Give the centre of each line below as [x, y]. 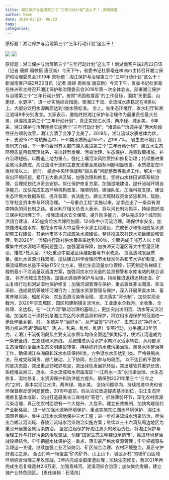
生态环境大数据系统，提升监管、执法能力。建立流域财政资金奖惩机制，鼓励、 [84, 196]
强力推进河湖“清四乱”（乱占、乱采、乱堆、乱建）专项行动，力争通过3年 [79, 328]
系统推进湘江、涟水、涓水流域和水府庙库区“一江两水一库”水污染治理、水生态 [84, 372]
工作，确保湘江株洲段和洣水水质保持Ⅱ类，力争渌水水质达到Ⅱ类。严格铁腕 [80, 353]
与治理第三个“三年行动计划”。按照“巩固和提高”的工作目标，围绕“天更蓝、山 [83, 95]
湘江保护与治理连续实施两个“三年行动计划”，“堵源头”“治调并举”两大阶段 [88, 127]
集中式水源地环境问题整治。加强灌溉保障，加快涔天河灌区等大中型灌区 [82, 246]
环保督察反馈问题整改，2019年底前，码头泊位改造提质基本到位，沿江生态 [81, 391]
